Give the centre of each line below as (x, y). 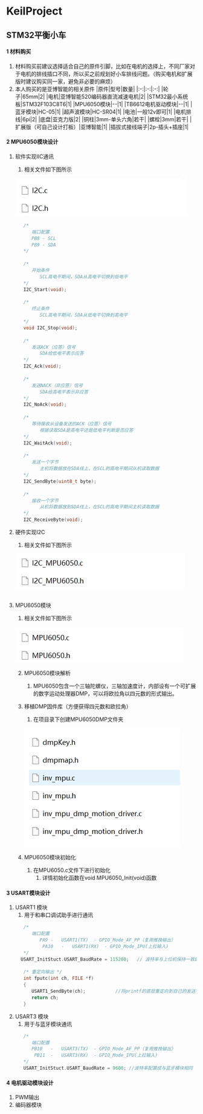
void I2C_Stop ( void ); (50, 328)
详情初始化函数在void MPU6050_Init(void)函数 (99, 878)
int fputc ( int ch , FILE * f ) (59, 978)
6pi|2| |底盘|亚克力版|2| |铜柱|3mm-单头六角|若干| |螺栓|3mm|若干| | (107, 119)
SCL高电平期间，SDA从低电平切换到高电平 (84, 315)
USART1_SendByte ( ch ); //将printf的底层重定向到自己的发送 (113, 992)
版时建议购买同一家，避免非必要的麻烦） (65, 81)
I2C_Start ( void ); (45, 289)
